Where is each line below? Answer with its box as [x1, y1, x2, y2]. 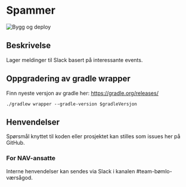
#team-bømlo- [136, 167, 172, 174]
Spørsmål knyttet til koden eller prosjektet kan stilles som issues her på [6, 133, 181, 140]
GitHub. [6, 139, 25, 147]
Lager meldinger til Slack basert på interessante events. [6, 56, 143, 63]
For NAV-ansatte [6, 154, 55, 163]
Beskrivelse [6, 40, 51, 51]
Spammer [6, 4, 55, 17]
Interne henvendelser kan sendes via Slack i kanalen [6, 167, 135, 174]
